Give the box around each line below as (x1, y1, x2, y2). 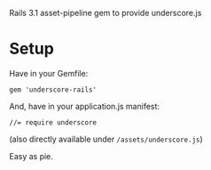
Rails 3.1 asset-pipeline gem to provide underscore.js (9, 8, 202, 18)
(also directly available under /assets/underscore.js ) (9, 134, 204, 144)
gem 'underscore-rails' (9, 85, 98, 94)
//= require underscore (9, 117, 98, 127)
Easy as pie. (9, 150, 53, 161)
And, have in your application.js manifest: (9, 101, 160, 111)
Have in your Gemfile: (9, 68, 89, 78)
